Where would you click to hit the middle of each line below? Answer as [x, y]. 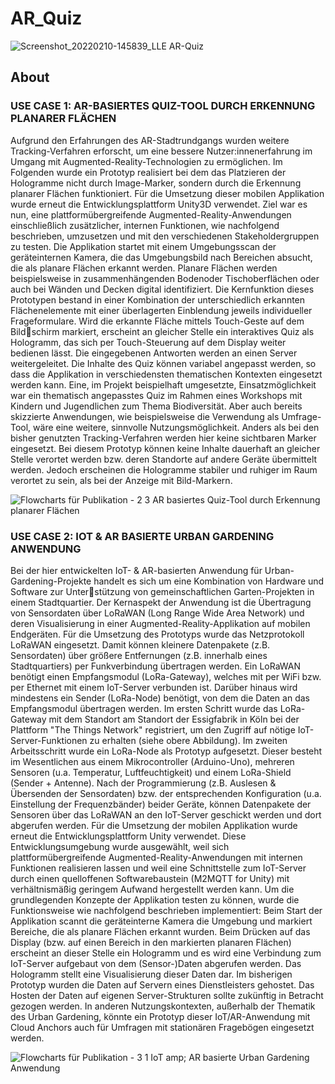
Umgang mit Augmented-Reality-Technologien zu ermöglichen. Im [146, 161]
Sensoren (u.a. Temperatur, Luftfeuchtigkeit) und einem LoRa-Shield [151, 772]
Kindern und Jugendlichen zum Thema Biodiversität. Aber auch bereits [156, 406]
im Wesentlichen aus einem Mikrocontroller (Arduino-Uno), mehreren [152, 761]
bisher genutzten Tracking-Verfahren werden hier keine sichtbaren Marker [163, 438]
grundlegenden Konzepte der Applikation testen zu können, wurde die [155, 899]
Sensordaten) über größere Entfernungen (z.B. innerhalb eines [139, 655]
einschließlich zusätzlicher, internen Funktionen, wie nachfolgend [145, 225]
